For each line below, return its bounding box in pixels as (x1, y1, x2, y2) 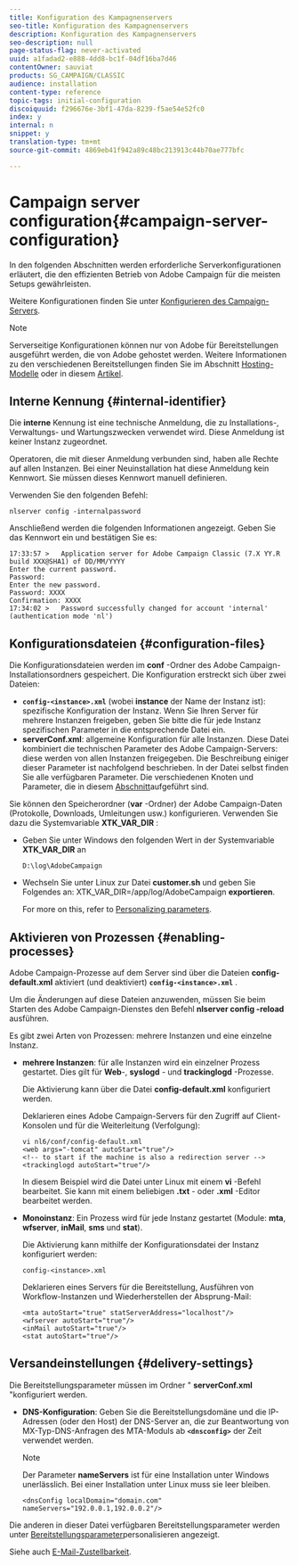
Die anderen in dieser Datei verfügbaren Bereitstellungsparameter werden (9, 1520, 280, 1530)
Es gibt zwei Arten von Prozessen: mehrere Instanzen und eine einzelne (9, 1031, 272, 1041)
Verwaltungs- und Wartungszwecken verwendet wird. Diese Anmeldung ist (9, 427, 285, 438)
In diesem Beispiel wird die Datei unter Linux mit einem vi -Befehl (21, 1176, 262, 1187)
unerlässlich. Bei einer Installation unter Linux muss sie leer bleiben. (21, 1479, 271, 1489)
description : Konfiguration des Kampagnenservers (9, 29, 197, 38)
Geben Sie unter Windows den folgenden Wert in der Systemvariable (21, 835, 275, 845)
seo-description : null (9, 37, 93, 47)
